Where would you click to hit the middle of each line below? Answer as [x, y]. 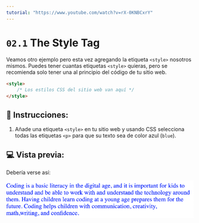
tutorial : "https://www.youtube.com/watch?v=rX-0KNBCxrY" [80, 13]
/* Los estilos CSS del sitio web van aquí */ [76, 90]
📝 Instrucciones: [37, 115]
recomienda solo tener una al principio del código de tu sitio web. [86, 72]
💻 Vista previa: [35, 155]
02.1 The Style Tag [53, 43]
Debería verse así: [28, 172]
